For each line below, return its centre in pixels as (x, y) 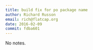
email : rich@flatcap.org (32, 19)
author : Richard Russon (31, 15)
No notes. (16, 43)
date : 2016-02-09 (24, 24)
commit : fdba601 (22, 29)
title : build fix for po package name (46, 10)
